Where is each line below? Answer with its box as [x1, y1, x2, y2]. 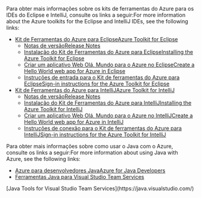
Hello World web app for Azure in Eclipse [23, 68, 126, 74]
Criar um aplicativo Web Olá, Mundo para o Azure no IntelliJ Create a [23, 112, 193, 119]
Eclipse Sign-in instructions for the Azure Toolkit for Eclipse [23, 80, 170, 87]
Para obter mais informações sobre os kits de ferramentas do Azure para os [6, 5, 194, 12]
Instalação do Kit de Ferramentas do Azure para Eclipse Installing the [23, 48, 193, 56]
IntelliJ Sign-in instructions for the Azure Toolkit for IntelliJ [23, 131, 166, 138]
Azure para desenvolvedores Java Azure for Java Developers [14, 167, 166, 174]
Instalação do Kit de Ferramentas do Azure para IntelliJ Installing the [23, 99, 192, 106]
